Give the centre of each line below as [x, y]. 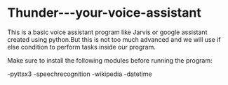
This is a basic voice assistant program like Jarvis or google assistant [107, 32]
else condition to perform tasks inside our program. [82, 47]
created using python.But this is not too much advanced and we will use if [114, 39]
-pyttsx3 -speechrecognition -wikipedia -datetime [80, 74]
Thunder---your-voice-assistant [104, 13]
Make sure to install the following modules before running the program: [110, 60]
